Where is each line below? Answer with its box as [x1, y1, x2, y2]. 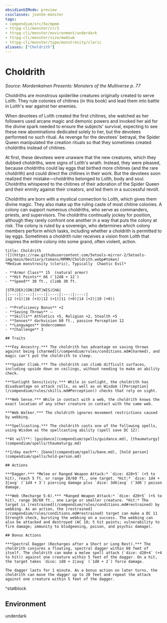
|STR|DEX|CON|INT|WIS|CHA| [5, 287, 61, 293]
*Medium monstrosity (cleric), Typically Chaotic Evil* [5, 261, 126, 266]
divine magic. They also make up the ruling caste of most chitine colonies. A [5, 201, 162, 207]
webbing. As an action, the [5, 506, 64, 511]
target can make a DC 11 [105, 511, 157, 516]
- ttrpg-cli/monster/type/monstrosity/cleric [5, 40, 101, 45]
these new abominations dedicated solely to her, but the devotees [5, 129, 141, 135]
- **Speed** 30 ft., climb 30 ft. [5, 279, 77, 284]
